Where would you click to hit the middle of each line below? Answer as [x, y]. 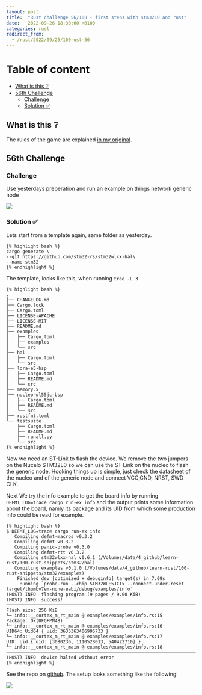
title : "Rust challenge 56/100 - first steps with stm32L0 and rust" [96, 17]
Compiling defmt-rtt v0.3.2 [49, 552]
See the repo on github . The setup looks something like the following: [92, 674]
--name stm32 [23, 262]
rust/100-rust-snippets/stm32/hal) [51, 563]
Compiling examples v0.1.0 [48, 568]
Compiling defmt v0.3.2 [44, 542]
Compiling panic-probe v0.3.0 [52, 547]
